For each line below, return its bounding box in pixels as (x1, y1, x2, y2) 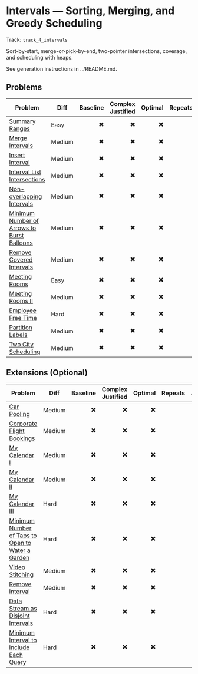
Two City (9, 340, 34, 348)
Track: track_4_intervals (6, 36, 68, 43)
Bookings (9, 434, 35, 442)
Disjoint (9, 612, 30, 620)
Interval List (9, 168, 42, 176)
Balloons (9, 239, 34, 247)
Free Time (9, 313, 37, 322)
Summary (9, 117, 37, 125)
